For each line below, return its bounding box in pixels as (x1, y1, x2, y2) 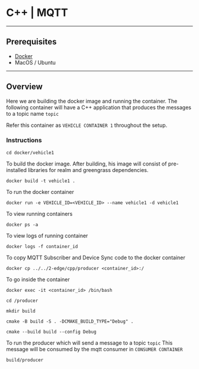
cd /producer (6, 297, 38, 304)
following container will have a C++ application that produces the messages (6, 104, 191, 111)
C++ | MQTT (6, 6, 68, 20)
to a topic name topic (6, 110, 59, 117)
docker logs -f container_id (6, 243, 78, 249)
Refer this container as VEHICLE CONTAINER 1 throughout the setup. (6, 122, 168, 129)
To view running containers (6, 210, 73, 217)
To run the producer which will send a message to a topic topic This (6, 339, 173, 346)
